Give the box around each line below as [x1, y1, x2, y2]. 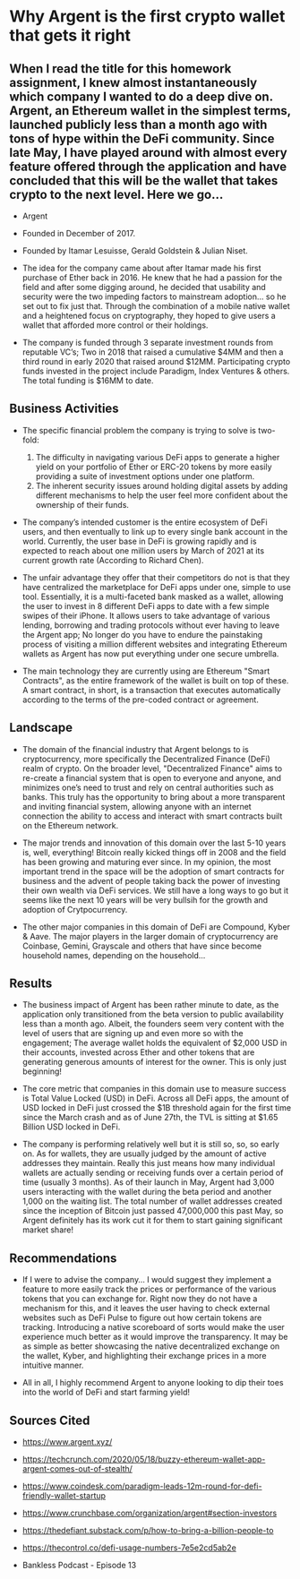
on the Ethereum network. [21, 820, 119, 830]
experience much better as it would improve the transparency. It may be [21, 1332, 288, 1343]
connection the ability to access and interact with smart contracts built [21, 811, 283, 821]
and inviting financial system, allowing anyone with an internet [21, 801, 253, 811]
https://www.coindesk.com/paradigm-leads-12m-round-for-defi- [21, 1480, 262, 1492]
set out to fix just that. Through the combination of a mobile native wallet [21, 301, 291, 311]
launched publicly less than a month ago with [9, 116, 268, 132]
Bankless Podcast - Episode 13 [21, 1560, 137, 1571]
